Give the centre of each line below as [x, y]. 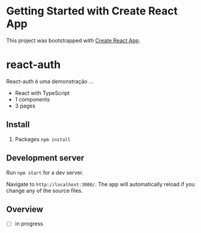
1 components [32, 99]
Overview [25, 209]
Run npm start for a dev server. [45, 172]
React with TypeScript [42, 93]
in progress [29, 224]
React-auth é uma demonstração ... [50, 81]
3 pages [25, 106]
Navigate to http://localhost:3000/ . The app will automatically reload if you [100, 184]
